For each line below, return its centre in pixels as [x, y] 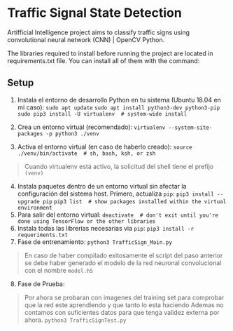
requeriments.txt [43, 235]
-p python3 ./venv [72, 134]
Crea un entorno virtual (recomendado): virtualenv [91, 127]
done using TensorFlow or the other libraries [86, 221]
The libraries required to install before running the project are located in [110, 53]
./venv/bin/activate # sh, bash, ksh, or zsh [86, 153]
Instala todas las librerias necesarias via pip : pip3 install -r [106, 228]
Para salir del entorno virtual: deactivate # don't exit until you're [118, 215]
